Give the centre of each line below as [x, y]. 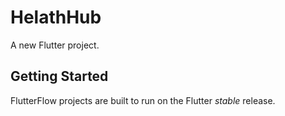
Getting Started [59, 76]
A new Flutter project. [55, 45]
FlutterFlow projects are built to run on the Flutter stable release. [143, 100]
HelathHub [56, 17]
